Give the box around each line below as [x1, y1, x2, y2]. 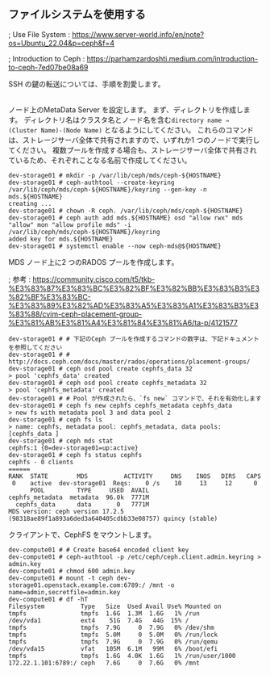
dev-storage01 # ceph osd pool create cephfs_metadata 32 [8, 379, 207, 387]
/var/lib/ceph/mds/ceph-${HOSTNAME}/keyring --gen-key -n [8, 185, 207, 194]
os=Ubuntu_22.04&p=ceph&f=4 [8, 38, 115, 48]
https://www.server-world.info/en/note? [72, 29, 204, 39]
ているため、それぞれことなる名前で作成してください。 [8, 155, 192, 165]
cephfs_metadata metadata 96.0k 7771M [8, 493, 150, 501]
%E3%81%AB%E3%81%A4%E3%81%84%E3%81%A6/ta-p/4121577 [8, 317, 238, 327]
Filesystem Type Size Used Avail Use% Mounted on [8, 602, 222, 610]
